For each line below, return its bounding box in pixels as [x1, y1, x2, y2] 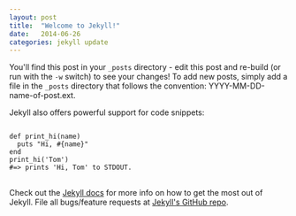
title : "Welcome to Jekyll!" [9, 21, 121, 30]
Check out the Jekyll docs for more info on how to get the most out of [9, 188, 263, 198]
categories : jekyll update [9, 37, 109, 47]
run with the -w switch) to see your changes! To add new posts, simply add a [9, 72, 288, 82]
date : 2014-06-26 [9, 29, 81, 38]
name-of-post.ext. [9, 90, 76, 101]
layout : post [9, 12, 57, 22]
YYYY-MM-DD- [208, 81, 265, 91]
